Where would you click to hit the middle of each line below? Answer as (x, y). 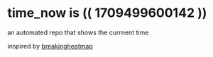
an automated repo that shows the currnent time (78, 32)
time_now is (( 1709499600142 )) (107, 13)
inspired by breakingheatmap (50, 46)
